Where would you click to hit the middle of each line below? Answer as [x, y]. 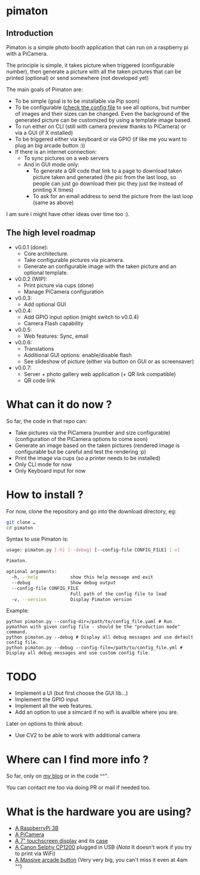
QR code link [39, 380]
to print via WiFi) [35, 854]
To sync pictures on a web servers [66, 158]
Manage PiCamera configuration [64, 291]
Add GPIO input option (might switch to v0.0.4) [81, 317]
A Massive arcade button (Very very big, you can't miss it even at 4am [101, 860]
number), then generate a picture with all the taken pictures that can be [94, 72]
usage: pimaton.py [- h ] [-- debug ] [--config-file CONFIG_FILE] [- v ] [93, 550]
